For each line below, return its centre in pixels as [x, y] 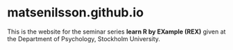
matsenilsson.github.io [76, 13]
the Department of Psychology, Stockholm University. [84, 38]
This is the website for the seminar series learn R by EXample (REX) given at [116, 32]
